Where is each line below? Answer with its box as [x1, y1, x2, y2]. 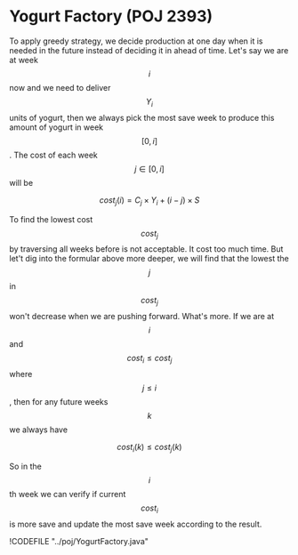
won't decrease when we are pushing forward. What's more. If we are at [9, 311, 275, 322]
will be [9, 177, 34, 188]
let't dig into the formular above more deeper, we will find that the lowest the [9, 253, 289, 264]
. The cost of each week [9, 149, 98, 160]
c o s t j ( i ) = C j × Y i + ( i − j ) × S [99, 194, 200, 207]
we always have [9, 424, 68, 435]
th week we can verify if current [9, 488, 126, 499]
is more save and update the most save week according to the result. [9, 519, 262, 529]
